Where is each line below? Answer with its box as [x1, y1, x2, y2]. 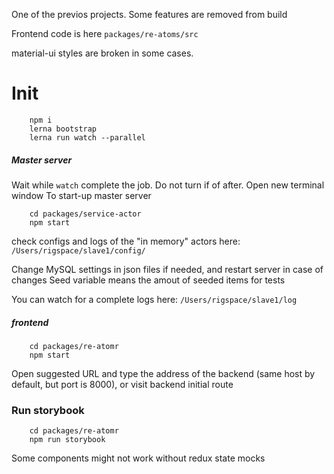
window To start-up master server [11, 189, 152, 201]
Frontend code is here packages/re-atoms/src [11, 28, 199, 39]
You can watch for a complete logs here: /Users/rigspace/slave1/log [11, 293, 298, 305]
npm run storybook [29, 435, 106, 445]
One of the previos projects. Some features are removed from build [11, 9, 288, 20]
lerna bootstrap [29, 124, 98, 134]
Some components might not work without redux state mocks [11, 452, 266, 464]
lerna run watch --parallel [29, 132, 146, 143]
